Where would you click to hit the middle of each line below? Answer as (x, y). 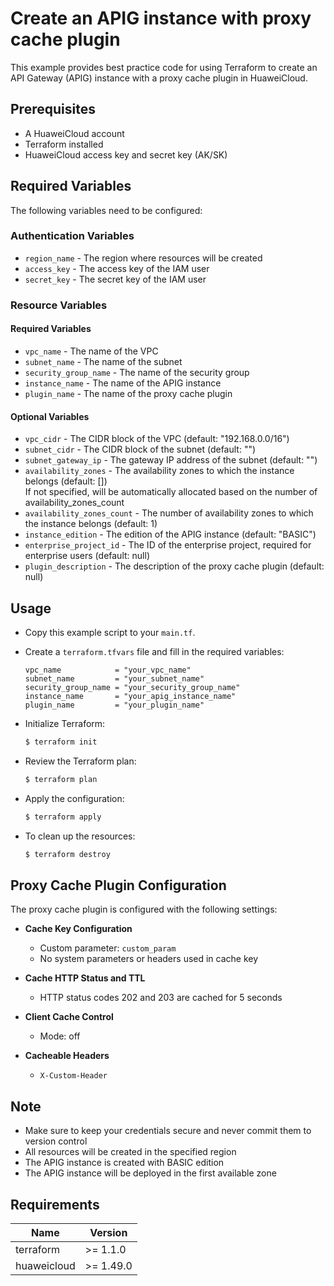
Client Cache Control (69, 1017)
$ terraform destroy (67, 854)
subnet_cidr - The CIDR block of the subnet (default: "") (140, 449)
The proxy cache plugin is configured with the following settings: (144, 909)
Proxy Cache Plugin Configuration (118, 885)
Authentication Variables (72, 236)
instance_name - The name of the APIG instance (123, 383)
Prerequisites (53, 109)
